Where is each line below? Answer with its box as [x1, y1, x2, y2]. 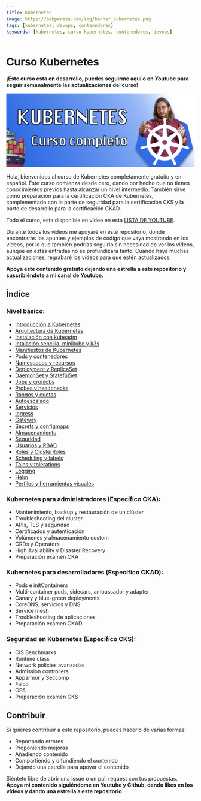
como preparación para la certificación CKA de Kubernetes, [6, 192, 154, 200]
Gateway [14, 416, 37, 423]
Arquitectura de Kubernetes [14, 327, 84, 334]
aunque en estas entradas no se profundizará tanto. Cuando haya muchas [6, 248, 190, 255]
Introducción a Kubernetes [14, 321, 81, 328]
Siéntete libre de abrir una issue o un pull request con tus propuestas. [6, 775, 178, 782]
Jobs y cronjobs [14, 378, 55, 385]
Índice [6, 289, 30, 299]
